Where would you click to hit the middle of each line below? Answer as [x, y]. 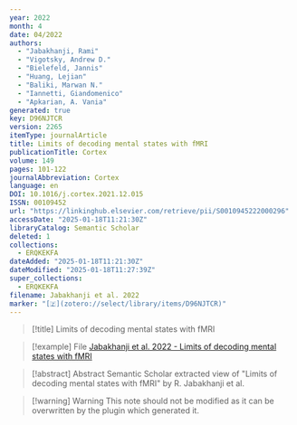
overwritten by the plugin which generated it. [115, 411]
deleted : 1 [30, 236]
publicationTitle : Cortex [58, 152]
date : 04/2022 [36, 34]
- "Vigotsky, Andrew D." [64, 60]
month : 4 [26, 26]
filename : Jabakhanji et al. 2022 [75, 295]
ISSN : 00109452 [38, 203]
